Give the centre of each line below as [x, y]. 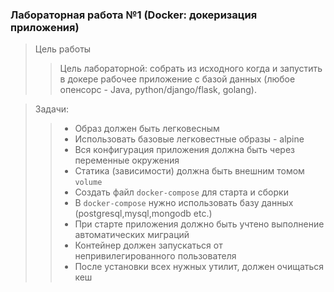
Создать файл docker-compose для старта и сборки [181, 192]
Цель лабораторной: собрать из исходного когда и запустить [191, 69]
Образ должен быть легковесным [147, 129]
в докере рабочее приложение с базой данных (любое [177, 79]
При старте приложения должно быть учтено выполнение [199, 224]
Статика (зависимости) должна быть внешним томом [189, 171]
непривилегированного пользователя [155, 256]
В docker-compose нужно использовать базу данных [184, 203]
